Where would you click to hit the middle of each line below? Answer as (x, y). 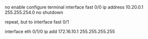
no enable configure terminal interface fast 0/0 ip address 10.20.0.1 (74, 7)
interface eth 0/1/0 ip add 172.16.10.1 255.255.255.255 (60, 31)
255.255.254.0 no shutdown (34, 12)
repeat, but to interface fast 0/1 (37, 22)
